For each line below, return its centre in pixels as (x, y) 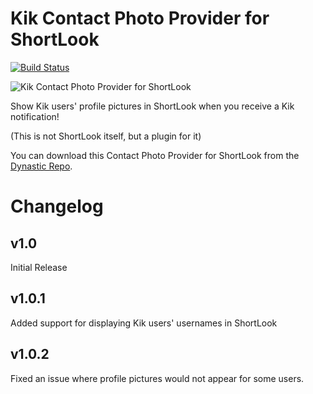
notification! (35, 116)
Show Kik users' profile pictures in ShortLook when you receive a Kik (152, 106)
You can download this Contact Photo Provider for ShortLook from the (155, 155)
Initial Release (39, 267)
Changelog (57, 206)
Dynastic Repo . (41, 166)
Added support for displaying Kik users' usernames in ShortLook (144, 323)
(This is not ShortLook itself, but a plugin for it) (106, 136)
